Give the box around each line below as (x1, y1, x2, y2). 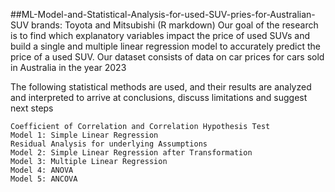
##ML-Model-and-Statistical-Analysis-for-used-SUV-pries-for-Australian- (10, 9, 316, 20)
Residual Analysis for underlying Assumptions (10, 139, 208, 149)
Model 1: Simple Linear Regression (10, 130, 159, 140)
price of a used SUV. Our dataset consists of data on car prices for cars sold (10, 51, 325, 63)
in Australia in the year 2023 (10, 62, 127, 73)
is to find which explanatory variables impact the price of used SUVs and (10, 30, 311, 41)
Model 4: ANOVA (10, 165, 74, 175)
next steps (10, 102, 54, 114)
